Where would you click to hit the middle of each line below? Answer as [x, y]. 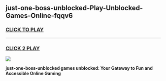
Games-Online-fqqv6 [39, 16]
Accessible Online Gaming [33, 73]
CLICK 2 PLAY [23, 48]
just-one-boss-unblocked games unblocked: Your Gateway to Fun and [79, 68]
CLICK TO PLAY [25, 30]
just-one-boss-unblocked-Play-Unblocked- [74, 8]
